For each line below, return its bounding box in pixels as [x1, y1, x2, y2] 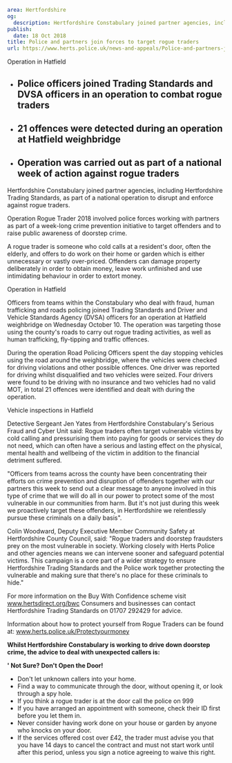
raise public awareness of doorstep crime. [7, 229, 128, 237]
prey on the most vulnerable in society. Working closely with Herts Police [7, 541, 215, 549]
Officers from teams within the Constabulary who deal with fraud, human [7, 298, 215, 307]
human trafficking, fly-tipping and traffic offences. [7, 335, 150, 343]
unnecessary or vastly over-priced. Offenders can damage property [7, 256, 200, 265]
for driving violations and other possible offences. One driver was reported [7, 363, 220, 371]
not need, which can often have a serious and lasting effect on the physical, [7, 441, 223, 449]
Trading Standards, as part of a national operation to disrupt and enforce [7, 194, 214, 202]
